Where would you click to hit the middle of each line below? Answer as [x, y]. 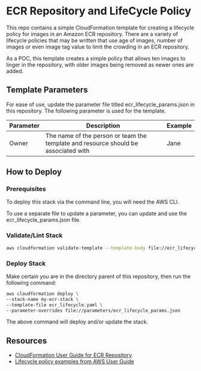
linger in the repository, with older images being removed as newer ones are [100, 65]
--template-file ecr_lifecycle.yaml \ [54, 305]
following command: [31, 282]
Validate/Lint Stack [34, 236]
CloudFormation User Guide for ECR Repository [73, 355]
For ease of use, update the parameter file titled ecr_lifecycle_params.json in [100, 104]
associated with [67, 150]
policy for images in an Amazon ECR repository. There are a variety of [92, 34]
